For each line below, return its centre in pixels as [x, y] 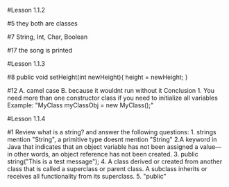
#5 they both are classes [43, 23]
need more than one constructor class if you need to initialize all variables [113, 98]
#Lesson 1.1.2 [26, 10]
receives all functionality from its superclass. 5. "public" [87, 176]
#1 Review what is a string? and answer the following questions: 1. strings [112, 132]
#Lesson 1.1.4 [26, 118]
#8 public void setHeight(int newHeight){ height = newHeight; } [97, 77]
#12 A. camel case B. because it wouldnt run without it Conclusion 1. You [111, 90]
